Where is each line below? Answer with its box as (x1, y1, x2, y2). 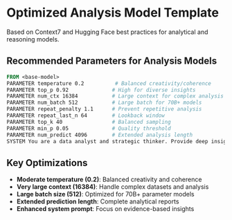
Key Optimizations (6, 157, 88, 169)
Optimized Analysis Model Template (6, 5, 220, 21)
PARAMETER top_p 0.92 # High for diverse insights (6, 86, 196, 93)
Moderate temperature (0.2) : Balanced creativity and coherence (16, 175, 202, 184)
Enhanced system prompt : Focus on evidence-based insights (16, 205, 195, 213)
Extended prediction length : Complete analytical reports (16, 197, 179, 205)
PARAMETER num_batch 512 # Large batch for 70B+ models (6, 99, 202, 107)
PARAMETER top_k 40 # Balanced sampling (6, 118, 171, 125)
